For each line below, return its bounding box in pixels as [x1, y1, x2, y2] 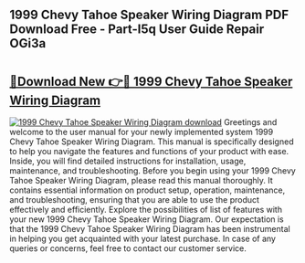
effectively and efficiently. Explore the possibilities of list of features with [9, 205, 283, 215]
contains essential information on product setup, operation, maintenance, [9, 184, 286, 195]
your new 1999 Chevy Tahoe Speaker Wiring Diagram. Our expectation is [9, 214, 285, 225]
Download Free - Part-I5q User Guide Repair [9, 22, 265, 37]
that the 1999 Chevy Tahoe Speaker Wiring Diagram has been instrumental [9, 224, 290, 234]
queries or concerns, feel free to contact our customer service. [9, 243, 247, 254]
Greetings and [223, 117, 278, 127]
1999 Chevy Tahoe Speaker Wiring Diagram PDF [9, 7, 289, 23]
